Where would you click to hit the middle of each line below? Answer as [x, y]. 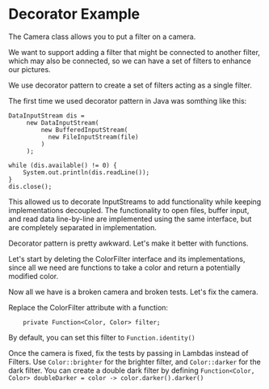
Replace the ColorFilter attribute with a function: [88, 307]
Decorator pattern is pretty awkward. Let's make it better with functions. [128, 243]
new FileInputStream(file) [93, 137]
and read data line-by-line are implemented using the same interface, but [130, 219]
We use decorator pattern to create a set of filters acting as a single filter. [130, 85]
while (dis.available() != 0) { [63, 165]
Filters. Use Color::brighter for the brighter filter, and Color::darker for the [134, 361]
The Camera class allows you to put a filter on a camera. [102, 36]
